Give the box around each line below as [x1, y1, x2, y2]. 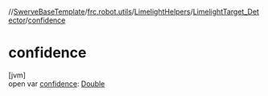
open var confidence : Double [8, 78, 105, 88]
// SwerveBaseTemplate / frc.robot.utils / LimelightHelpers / [8, 7, 193, 16]
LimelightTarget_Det [192, 7, 260, 16]
